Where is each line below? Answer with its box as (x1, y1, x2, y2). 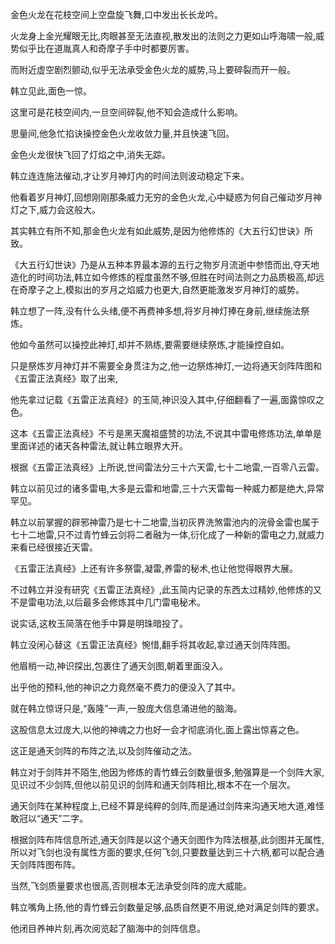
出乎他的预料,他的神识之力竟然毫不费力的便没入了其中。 (10, 681, 242, 693)
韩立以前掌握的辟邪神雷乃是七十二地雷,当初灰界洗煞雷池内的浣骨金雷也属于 (10, 516, 320, 528)
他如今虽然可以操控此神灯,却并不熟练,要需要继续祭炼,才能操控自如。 (10, 339, 290, 350)
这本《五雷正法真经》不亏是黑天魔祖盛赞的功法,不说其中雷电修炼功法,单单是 (10, 428, 323, 439)
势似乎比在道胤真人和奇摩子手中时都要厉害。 (10, 43, 195, 54)
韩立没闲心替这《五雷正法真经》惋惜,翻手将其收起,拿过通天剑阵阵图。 (10, 639, 297, 650)
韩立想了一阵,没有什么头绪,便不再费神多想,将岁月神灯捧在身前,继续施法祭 (10, 305, 310, 317)
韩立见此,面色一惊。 (10, 85, 93, 97)
